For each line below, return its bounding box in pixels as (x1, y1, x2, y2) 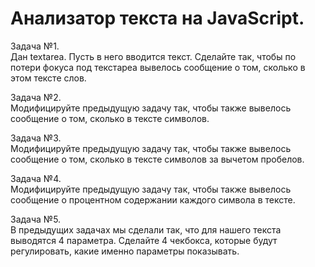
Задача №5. (10, 213, 62, 225)
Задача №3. (10, 132, 62, 144)
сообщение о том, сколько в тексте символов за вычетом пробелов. (10, 153, 305, 165)
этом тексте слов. (10, 72, 87, 84)
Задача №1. (10, 40, 60, 52)
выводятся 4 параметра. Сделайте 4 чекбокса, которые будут (10, 234, 278, 246)
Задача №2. (10, 91, 62, 103)
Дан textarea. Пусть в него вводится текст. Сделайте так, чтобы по (10, 50, 297, 62)
